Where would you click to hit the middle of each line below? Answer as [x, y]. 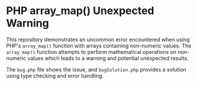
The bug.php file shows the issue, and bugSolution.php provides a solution [96, 69]
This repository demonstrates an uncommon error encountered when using [98, 39]
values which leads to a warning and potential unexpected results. [108, 58]
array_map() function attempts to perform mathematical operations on [91, 52]
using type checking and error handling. [55, 76]
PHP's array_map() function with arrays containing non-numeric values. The [99, 46]
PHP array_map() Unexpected [80, 11]
